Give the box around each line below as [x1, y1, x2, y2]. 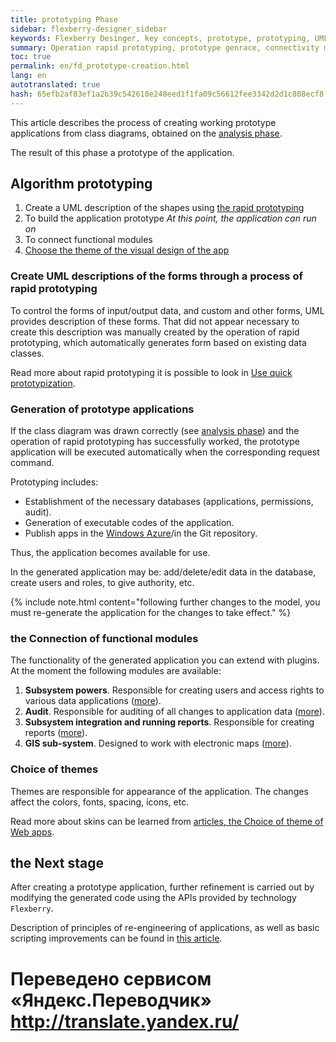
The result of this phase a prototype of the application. [10, 146, 235, 158]
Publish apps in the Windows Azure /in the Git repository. [24, 527, 258, 540]
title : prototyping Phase [10, 14, 118, 25]
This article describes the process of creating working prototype [10, 116, 277, 128]
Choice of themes [10, 762, 99, 776]
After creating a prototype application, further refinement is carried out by [10, 881, 315, 893]
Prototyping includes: [10, 476, 99, 488]
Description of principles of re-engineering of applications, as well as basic [10, 922, 320, 934]
